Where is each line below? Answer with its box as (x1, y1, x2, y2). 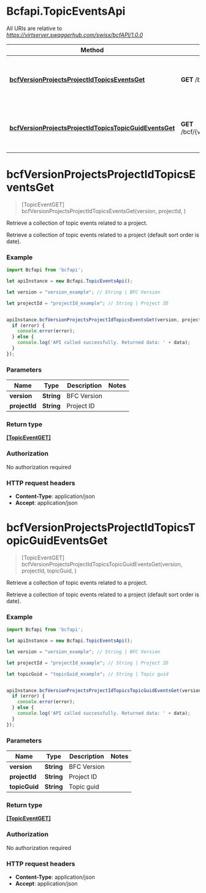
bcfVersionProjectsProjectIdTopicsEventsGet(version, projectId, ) (21, 207, 186, 214)
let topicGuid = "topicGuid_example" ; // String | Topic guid (6, 671, 169, 677)
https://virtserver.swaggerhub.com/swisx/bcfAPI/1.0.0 (6, 31, 143, 38)
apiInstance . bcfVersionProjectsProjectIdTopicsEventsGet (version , (6, 316, 180, 323)
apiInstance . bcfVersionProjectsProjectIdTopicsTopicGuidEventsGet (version (6, 687, 202, 693)
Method (80, 45, 104, 54)
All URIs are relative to (6, 25, 63, 32)
